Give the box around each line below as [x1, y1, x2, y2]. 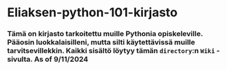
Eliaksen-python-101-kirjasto [7, 5, 177, 20]
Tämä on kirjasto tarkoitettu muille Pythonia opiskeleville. [7, 29, 203, 39]
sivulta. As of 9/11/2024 [7, 54, 89, 64]
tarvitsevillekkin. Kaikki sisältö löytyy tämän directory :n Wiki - [7, 46, 220, 56]
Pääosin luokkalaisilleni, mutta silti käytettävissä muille [7, 37, 195, 47]
